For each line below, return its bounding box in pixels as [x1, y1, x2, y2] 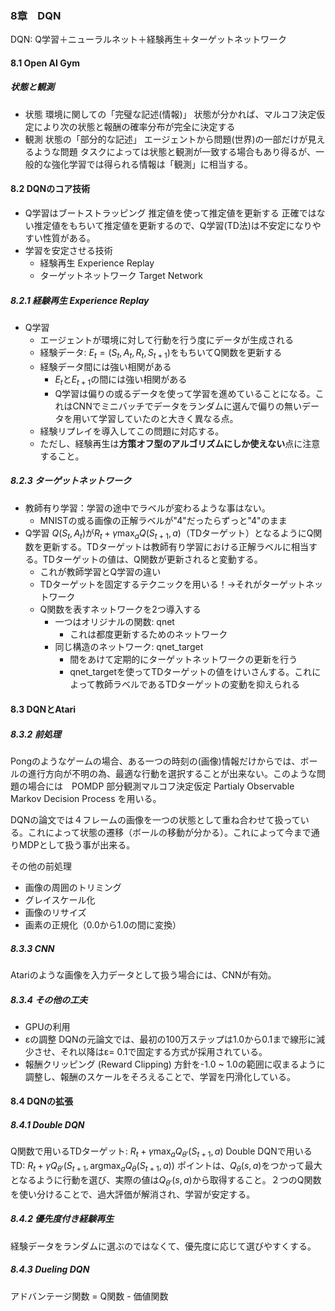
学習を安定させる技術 [24, 245, 113, 257]
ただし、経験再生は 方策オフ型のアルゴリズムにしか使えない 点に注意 [39, 437, 321, 449]
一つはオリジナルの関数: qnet [54, 616, 175, 628]
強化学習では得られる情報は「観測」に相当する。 [51, 158, 253, 170]
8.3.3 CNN [10, 942, 55, 954]
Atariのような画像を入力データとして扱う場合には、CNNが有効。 [10, 968, 277, 981]
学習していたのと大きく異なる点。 [98, 412, 239, 424]
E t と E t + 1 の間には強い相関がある [54, 373, 188, 387]
